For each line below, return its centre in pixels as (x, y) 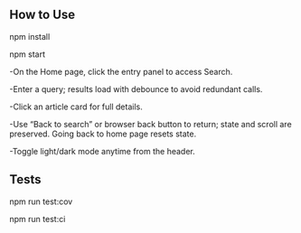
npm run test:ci (38, 219)
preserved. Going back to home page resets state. (103, 134)
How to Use (42, 15)
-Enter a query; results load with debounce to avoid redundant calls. (136, 89)
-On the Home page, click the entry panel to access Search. (121, 71)
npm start (28, 54)
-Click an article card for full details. (76, 107)
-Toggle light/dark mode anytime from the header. (103, 151)
